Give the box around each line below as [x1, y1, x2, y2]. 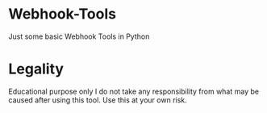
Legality [8, 60, 65, 78]
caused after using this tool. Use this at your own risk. [8, 94, 187, 105]
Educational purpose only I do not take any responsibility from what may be [8, 86, 260, 96]
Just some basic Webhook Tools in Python [8, 31, 150, 41]
